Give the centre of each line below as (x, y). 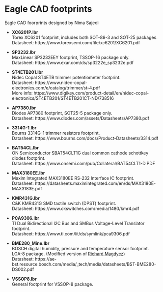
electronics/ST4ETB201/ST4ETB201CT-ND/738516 (63, 98)
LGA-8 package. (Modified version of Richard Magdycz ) (68, 254)
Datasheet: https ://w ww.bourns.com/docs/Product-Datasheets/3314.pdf (85, 138)
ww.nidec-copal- (70, 83)
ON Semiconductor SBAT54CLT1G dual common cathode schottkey (80, 153)
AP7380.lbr (24, 108)
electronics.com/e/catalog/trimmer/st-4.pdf (56, 88)
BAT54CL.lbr (25, 147)
